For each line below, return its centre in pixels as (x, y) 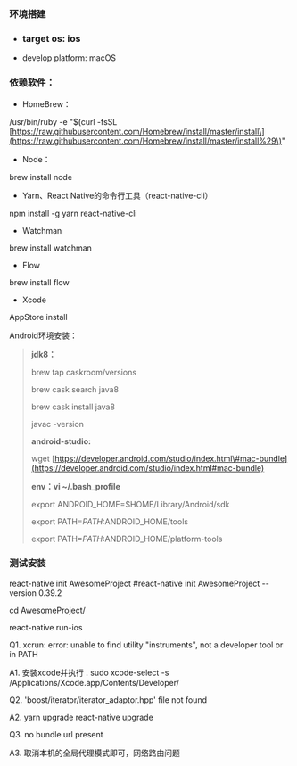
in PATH (24, 654)
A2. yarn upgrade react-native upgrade (81, 717)
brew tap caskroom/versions (83, 372)
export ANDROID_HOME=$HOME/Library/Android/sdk (130, 504)
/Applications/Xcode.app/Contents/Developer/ (95, 682)
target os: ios (51, 38)
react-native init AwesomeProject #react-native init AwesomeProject (135, 583)
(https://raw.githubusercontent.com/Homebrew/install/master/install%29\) (146, 141)
